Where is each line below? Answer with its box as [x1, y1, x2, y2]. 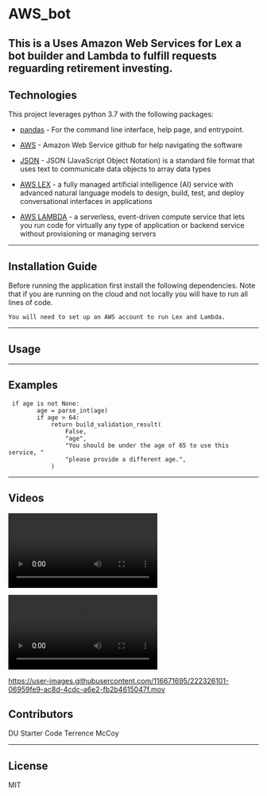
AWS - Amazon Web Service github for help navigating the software [19, 140, 242, 150]
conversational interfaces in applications [19, 197, 153, 206]
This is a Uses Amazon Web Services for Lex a [8, 37, 242, 50]
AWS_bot [8, 5, 72, 23]
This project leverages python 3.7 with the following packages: [8, 109, 214, 120]
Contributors [8, 708, 74, 721]
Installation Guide [8, 260, 98, 273]
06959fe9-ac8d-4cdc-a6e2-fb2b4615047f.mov [8, 684, 165, 694]
